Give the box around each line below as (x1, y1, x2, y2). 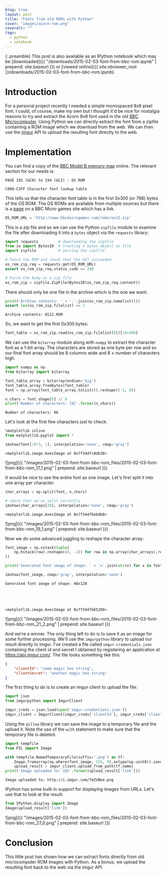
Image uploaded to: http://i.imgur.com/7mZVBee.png (5, 777, 114, 783)
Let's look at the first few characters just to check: (5, 419, 108, 425)
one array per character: (5, 480, 55, 486)
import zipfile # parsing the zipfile (5, 249, 105, 253)
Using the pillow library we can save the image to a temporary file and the (5, 721, 157, 727)
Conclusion (5, 837, 53, 849)
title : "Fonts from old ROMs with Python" (5, 16, 94, 21)
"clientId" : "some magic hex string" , (14, 666, 94, 671)
